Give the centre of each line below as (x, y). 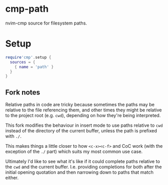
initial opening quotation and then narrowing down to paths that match (79, 172)
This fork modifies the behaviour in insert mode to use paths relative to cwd (84, 125)
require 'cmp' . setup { (28, 57)
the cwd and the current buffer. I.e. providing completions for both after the (84, 167)
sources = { (23, 62)
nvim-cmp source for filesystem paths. (46, 23)
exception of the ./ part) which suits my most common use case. (74, 152)
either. (12, 178)
